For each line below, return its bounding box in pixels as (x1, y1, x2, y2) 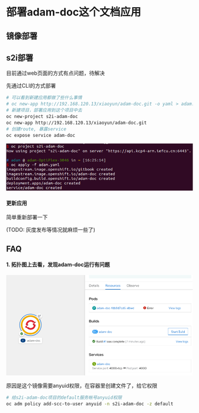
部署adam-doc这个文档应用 (6, 5, 142, 19)
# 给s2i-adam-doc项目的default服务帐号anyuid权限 (6, 395, 123, 401)
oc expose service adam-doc (6, 132, 76, 138)
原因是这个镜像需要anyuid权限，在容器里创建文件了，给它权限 (6, 382, 158, 389)
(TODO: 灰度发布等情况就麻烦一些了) (6, 226, 96, 233)
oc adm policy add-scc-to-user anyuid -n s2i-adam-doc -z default (6, 401, 174, 407)
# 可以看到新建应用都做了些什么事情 (6, 95, 82, 101)
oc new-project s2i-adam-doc (6, 114, 78, 120)
